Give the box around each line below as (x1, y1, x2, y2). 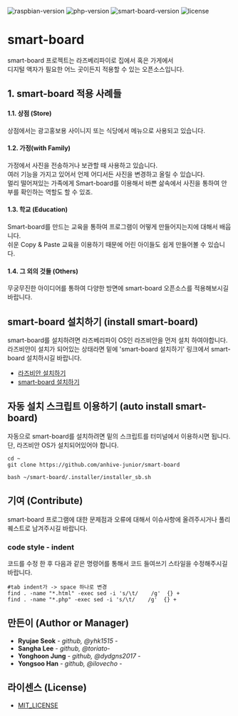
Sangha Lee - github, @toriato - (17, 644, 110, 653)
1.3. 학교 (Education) (7, 205, 68, 214)
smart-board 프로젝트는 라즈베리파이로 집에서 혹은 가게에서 (7, 56, 174, 64)
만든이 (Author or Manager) (7, 617, 130, 629)
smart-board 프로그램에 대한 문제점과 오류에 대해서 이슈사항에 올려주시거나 (7, 515, 217, 523)
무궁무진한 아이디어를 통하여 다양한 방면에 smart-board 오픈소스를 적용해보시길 (7, 284, 229, 293)
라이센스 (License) (7, 682, 87, 694)
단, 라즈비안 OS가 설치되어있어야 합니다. (7, 441, 119, 449)
